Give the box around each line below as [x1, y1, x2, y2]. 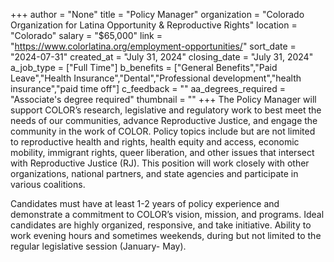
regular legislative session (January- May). [10, 240, 187, 252]
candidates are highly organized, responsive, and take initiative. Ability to [10, 219, 312, 231]
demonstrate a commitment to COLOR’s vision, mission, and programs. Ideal [10, 209, 325, 220]
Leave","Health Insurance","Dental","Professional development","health [10, 72, 302, 84]
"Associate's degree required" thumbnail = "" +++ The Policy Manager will [10, 94, 317, 105]
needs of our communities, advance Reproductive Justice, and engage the [10, 115, 318, 126]
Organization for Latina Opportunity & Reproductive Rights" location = [10, 19, 298, 31]
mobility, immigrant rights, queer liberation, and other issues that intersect [10, 147, 315, 158]
